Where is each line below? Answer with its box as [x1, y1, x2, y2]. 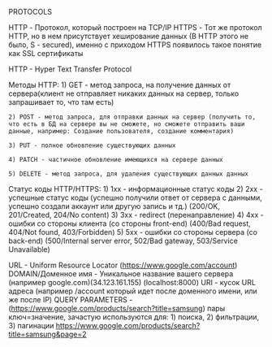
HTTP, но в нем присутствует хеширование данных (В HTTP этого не [8, 32, 249, 41]
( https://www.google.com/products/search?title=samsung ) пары [8, 304, 226, 313]
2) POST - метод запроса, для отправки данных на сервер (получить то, [8, 113, 256, 121]
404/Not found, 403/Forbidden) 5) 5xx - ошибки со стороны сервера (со [8, 228, 258, 236]
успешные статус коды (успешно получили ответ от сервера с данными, [8, 193, 262, 202]
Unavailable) [8, 245, 50, 254]
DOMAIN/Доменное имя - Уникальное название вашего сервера [8, 269, 234, 279]
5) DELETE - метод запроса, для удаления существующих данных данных [8, 170, 249, 178]
